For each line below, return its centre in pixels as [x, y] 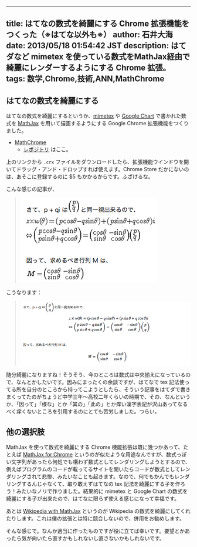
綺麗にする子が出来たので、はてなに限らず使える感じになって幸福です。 [93, 499]
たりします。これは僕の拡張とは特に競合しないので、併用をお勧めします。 [95, 519]
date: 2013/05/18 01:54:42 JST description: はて [96, 46]
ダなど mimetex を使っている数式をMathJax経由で [98, 57]
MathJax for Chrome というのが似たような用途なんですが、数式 [100, 455]
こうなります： [24, 292]
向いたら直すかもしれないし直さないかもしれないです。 [98, 538]
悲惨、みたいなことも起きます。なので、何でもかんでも [108, 476]
